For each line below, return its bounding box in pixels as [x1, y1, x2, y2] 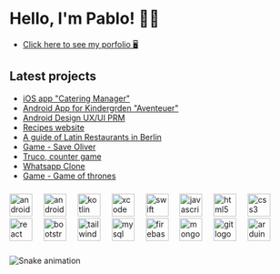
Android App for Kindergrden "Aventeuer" [22, 102, 179, 113]
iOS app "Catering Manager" [22, 93, 130, 104]
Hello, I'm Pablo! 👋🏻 [9, 8, 160, 29]
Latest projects [9, 68, 97, 85]
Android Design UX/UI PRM [22, 112, 125, 123]
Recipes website [22, 122, 85, 133]
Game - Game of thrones [22, 170, 116, 181]
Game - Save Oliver [22, 141, 96, 152]
